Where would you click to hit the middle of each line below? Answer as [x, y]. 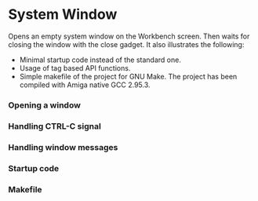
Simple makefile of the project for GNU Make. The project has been [128, 76]
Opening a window [44, 105]
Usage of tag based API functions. [75, 68]
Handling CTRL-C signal [55, 126]
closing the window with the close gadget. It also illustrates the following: [126, 44]
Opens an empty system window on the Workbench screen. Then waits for [129, 36]
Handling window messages [63, 147]
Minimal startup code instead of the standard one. [100, 60]
